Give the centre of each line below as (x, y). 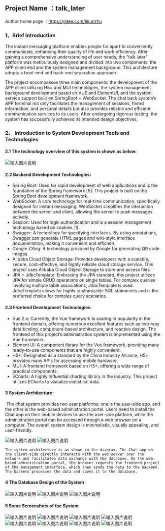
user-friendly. (19, 430)
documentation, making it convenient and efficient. (64, 243)
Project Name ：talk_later (45, 8)
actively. (21, 217)
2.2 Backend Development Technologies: (48, 174)
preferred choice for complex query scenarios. (60, 296)
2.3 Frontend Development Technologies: (49, 308)
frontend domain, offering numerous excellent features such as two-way (86, 323)
